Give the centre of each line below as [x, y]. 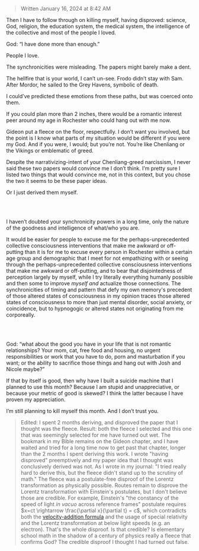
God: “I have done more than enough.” [53, 44]
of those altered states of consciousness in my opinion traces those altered [98, 296]
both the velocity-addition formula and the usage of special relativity [104, 517]
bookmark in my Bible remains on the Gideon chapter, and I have [99, 441]
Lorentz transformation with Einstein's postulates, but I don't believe [104, 492]
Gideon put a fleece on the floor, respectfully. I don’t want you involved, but [98, 132]
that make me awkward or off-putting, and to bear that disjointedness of [94, 271]
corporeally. [21, 315]
